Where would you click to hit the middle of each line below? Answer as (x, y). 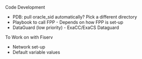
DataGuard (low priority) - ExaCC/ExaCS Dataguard (66, 27)
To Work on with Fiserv (29, 37)
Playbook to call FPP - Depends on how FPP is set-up (68, 22)
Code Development (25, 7)
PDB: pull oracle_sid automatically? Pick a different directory (75, 17)
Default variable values (36, 52)
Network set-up (29, 47)
